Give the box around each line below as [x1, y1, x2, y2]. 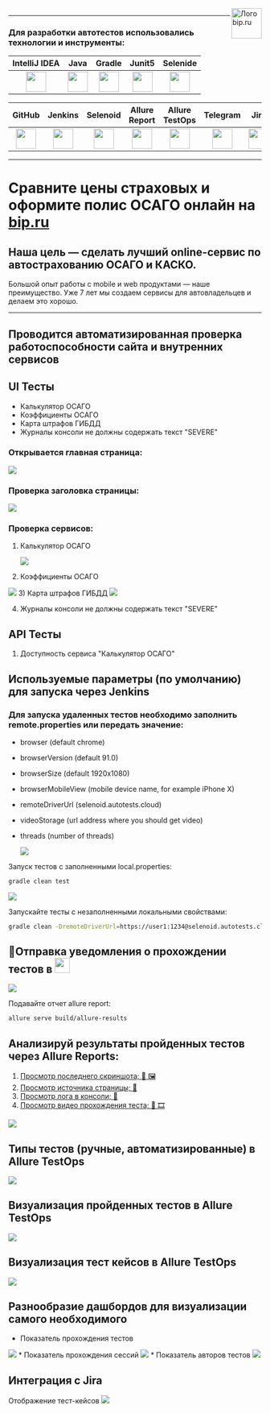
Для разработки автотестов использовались [8, 27, 194, 38]
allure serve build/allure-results [8, 1014, 128, 1022]
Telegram [203, 110, 241, 121]
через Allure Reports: [8, 1049, 119, 1063]
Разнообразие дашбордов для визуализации [8, 1299, 247, 1313]
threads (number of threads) [19, 831, 115, 840]
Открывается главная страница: [8, 447, 143, 458]
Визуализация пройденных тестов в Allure [8, 1199, 233, 1212]
